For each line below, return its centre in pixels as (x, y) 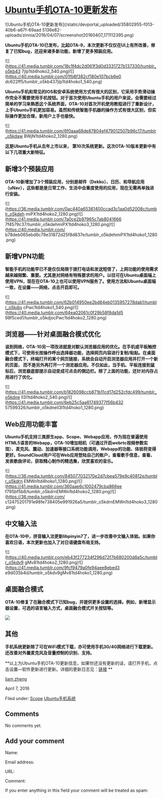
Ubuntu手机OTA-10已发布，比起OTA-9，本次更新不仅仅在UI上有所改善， (78, 45)
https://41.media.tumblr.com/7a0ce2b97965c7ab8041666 (64, 219)
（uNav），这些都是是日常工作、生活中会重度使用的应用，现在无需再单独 (77, 187)
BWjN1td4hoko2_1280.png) (51, 136)
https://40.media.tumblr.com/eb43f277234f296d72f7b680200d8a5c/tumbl (82, 557)
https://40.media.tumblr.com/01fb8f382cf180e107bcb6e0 (64, 76)
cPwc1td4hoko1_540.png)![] (51, 307)
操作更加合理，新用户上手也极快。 (43, 116)
